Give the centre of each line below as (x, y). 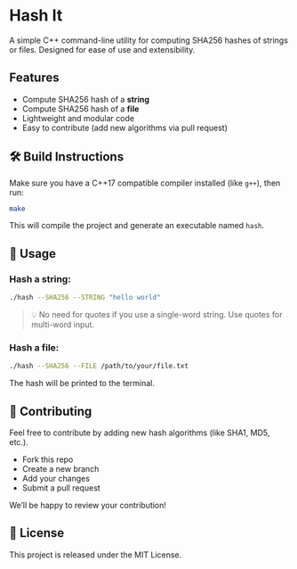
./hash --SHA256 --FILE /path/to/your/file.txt (99, 367)
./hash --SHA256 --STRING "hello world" (85, 298)
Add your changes (56, 478)
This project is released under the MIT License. (96, 555)
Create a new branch (60, 468)
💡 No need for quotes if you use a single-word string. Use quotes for (157, 314)
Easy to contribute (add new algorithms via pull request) (125, 128)
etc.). (19, 441)
